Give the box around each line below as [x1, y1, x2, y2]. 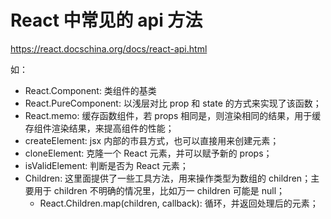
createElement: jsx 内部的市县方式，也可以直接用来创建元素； [24, 134, 280, 146]
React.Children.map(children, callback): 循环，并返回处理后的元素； [39, 197, 319, 209]
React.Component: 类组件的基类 [24, 84, 157, 96]
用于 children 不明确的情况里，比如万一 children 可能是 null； [33, 184, 286, 196]
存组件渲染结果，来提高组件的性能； [24, 122, 175, 134]
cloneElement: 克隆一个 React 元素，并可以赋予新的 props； [24, 147, 273, 159]
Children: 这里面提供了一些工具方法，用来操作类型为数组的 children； [24, 172, 312, 184]
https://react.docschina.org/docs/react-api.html [10, 42, 208, 55]
